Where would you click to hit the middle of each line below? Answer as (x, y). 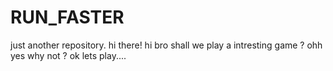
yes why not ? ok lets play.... (68, 55)
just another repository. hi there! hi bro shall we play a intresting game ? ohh (166, 45)
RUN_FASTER (67, 17)
